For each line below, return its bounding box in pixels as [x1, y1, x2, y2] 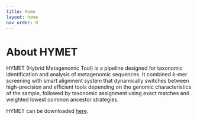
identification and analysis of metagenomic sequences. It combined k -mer [6, 71, 188, 78]
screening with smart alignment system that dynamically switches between [6, 77, 189, 85]
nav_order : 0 [6, 20, 38, 25]
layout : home [6, 14, 38, 20]
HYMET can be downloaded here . [6, 108, 89, 115]
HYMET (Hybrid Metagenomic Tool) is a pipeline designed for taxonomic [6, 64, 183, 72]
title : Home [6, 8, 35, 15]
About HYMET [6, 45, 78, 59]
